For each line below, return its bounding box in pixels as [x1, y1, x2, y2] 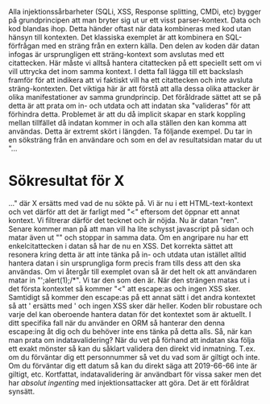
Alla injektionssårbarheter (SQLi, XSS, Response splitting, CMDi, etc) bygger [8, 7, 262, 16]
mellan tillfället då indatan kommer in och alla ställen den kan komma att [8, 118, 247, 127]
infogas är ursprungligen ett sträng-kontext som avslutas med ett [8, 50, 225, 59]
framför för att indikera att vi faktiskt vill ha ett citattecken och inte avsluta [8, 76, 253, 85]
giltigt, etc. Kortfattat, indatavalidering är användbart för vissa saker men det [8, 369, 262, 379]
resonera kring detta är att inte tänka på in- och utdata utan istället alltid [8, 249, 247, 259]
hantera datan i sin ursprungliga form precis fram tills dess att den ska [8, 258, 241, 268]
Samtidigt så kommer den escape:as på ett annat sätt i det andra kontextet [8, 292, 256, 302]
